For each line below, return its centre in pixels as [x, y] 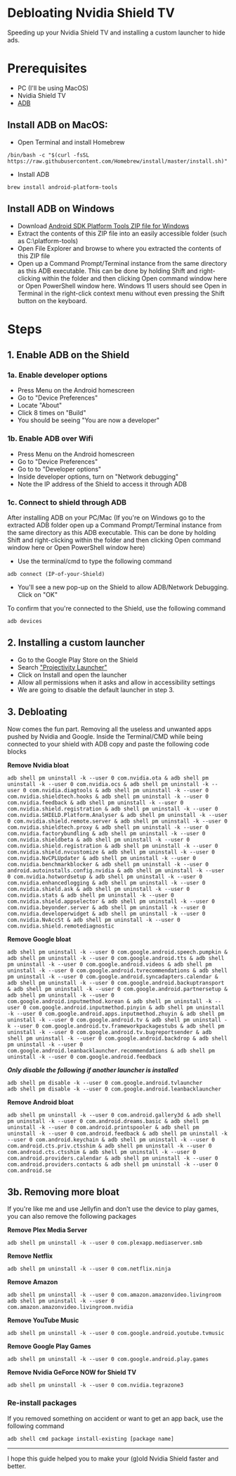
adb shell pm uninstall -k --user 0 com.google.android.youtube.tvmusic [116, 1334]
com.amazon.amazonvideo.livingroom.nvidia [70, 1308]
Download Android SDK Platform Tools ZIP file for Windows [103, 226]
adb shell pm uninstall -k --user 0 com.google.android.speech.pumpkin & [118, 952]
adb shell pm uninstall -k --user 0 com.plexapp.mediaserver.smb [105, 1243]
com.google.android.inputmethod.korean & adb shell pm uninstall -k [110, 1001]
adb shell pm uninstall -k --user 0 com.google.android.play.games [108, 1359]
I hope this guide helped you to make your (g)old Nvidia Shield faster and [113, 1458]
